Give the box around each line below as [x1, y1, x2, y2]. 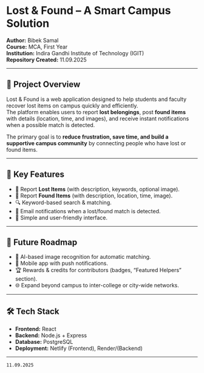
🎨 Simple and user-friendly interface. [15, 214, 108, 221]
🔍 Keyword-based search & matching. [15, 199, 112, 206]
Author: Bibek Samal [6, 36, 59, 44]
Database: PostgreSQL [15, 338, 73, 346]
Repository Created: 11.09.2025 [6, 56, 87, 63]
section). [15, 275, 38, 282]
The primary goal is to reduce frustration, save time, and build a [6, 133, 169, 140]
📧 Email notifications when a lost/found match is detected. [15, 207, 161, 214]
